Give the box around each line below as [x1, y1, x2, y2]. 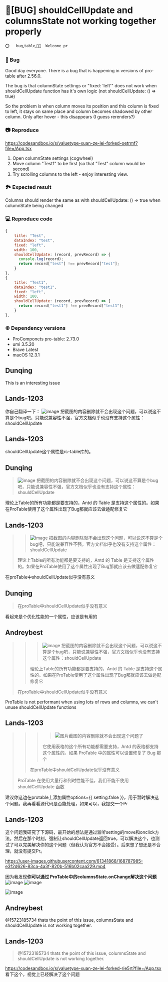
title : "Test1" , [14, 280, 48, 285]
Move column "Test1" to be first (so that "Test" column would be [12, 160, 145, 166]
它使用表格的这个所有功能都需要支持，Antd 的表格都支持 [42, 743, 159, 750]
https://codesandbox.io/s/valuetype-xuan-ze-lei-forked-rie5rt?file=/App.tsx [5, 965, 161, 971]
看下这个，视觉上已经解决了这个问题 [5, 971, 80, 977]
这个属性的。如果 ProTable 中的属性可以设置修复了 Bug [42, 750, 156, 756]
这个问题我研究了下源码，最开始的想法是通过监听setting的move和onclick [5, 829, 155, 835]
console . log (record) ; [18, 257, 64, 262]
